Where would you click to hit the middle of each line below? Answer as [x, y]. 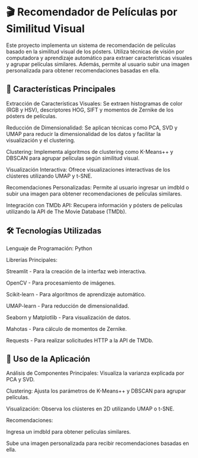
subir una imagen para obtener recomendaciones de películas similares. [94, 194]
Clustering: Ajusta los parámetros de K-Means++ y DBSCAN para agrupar [96, 391]
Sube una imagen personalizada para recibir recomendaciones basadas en [98, 443]
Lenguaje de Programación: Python [49, 248]
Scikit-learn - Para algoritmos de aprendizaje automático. [76, 294]
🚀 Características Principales [61, 89]
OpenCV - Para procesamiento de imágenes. [61, 283]
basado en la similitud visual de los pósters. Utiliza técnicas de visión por [95, 51]
